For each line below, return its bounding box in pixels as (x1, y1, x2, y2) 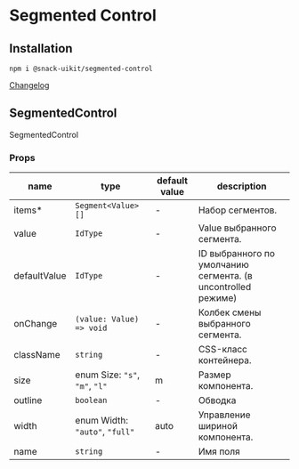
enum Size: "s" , (75, 368, 141, 381)
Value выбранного (198, 222, 278, 234)
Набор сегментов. (198, 204, 278, 216)
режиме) (198, 292, 238, 304)
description (216, 180, 267, 192)
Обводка (198, 394, 237, 407)
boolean (75, 395, 108, 406)
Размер (198, 368, 231, 381)
